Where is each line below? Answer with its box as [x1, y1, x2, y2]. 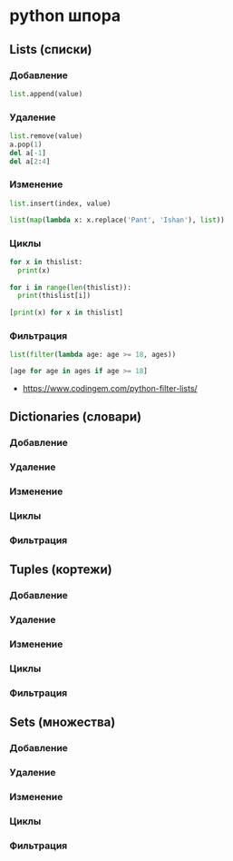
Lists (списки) [9, 42, 92, 57]
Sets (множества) [9, 715, 116, 730]
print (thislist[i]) [17, 292, 92, 301]
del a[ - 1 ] [9, 148, 47, 157]
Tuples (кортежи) [9, 562, 112, 578]
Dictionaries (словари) [9, 410, 142, 425]
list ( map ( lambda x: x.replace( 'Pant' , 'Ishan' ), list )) [9, 215, 225, 224]
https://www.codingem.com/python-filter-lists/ [22, 383, 198, 394]
